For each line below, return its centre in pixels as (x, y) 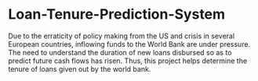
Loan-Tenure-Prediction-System (117, 14)
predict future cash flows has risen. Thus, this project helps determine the (128, 61)
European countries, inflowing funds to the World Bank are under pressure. (129, 44)
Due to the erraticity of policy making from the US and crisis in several (122, 36)
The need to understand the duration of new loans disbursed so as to (120, 52)
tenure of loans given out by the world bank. (80, 69)
